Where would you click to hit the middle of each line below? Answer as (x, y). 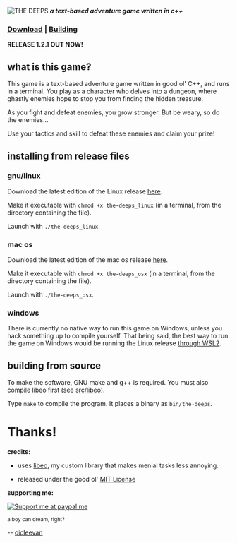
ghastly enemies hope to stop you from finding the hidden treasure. (105, 99)
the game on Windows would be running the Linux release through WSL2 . (115, 343)
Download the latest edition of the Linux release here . (85, 191)
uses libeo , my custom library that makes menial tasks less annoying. (118, 465)
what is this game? (49, 67)
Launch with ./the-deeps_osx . (50, 295)
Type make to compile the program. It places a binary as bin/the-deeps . (110, 404)
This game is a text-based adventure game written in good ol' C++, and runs (119, 84)
